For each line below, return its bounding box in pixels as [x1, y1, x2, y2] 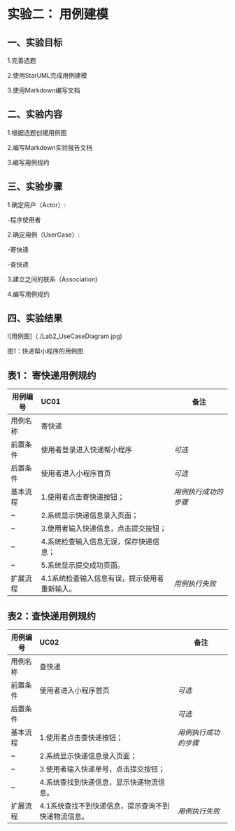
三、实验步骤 [7, 181, 63, 193]
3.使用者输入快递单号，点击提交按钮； [39, 764, 166, 774]
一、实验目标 [7, 36, 63, 48]
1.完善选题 [7, 57, 36, 64]
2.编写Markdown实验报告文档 [7, 143, 93, 151]
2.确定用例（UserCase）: [7, 230, 80, 239]
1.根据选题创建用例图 [7, 128, 67, 137]
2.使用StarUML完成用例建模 [7, 71, 87, 79]
